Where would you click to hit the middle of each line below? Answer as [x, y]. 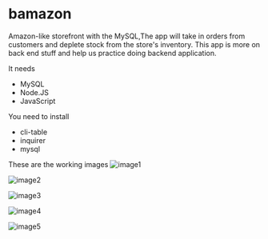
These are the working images [58, 164]
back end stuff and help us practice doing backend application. [112, 53]
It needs [22, 68]
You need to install [39, 116]
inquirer [33, 140]
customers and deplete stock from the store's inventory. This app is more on [134, 44]
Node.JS [34, 92]
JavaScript [38, 101]
